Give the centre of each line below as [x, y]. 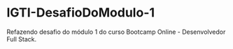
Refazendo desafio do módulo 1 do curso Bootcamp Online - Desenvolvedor [116, 32]
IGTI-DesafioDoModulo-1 [81, 13]
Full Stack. [21, 39]
